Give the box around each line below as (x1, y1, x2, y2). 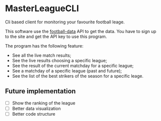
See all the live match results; (12, 52, 72, 58)
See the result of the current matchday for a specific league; (12, 63, 134, 69)
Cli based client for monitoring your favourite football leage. (5, 19, 125, 25)
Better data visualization (12, 105, 61, 111)
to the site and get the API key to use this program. (5, 34, 107, 39)
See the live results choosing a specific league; (12, 57, 107, 63)
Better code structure (12, 111, 56, 117)
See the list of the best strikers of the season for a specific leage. (12, 73, 144, 79)
